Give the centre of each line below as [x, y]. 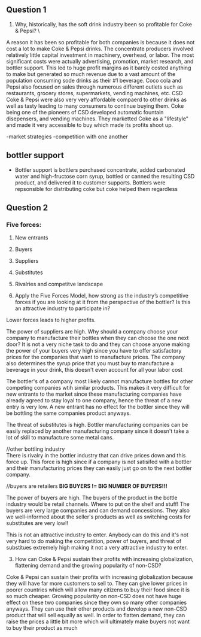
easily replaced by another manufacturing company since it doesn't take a [98, 431]
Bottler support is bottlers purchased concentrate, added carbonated [100, 169]
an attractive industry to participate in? [63, 308]
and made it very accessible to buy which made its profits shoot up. [90, 125]
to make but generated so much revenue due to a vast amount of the [91, 74]
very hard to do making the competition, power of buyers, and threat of [94, 541]
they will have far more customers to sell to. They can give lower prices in [97, 584]
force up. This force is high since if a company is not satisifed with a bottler [99, 462]
